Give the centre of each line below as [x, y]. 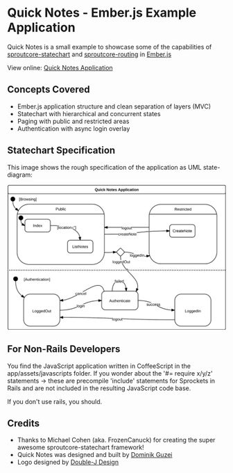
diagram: [20, 175]
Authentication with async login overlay [74, 128]
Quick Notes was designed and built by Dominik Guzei [95, 455]
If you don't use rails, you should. [55, 401]
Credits [24, 423]
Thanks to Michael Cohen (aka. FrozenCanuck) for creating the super [116, 440]
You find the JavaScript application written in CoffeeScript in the [99, 366]
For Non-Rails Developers [64, 349]
